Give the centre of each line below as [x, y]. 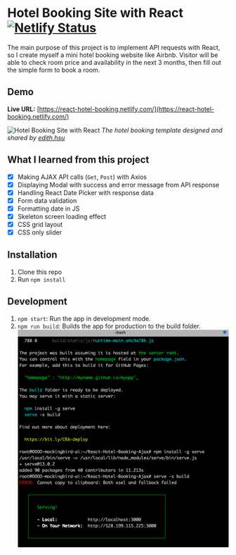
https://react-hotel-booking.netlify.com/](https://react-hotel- [127, 109]
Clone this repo [39, 272]
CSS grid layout [40, 224]
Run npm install [41, 279]
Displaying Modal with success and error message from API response [118, 185]
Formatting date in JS [48, 208]
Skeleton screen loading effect [62, 216]
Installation [32, 255]
